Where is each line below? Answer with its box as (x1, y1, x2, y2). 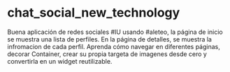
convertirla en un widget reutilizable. (7, 57, 113, 65)
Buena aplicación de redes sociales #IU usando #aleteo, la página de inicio (7, 28, 223, 36)
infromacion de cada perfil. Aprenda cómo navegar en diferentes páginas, (7, 42, 220, 51)
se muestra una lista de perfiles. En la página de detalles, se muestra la (7, 35, 212, 43)
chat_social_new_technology (7, 5, 180, 21)
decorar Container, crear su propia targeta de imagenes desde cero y (7, 50, 208, 58)
